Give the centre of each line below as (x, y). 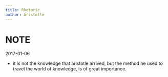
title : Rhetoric (23, 10)
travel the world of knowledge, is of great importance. (69, 69)
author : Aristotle (25, 15)
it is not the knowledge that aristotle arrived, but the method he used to (88, 63)
